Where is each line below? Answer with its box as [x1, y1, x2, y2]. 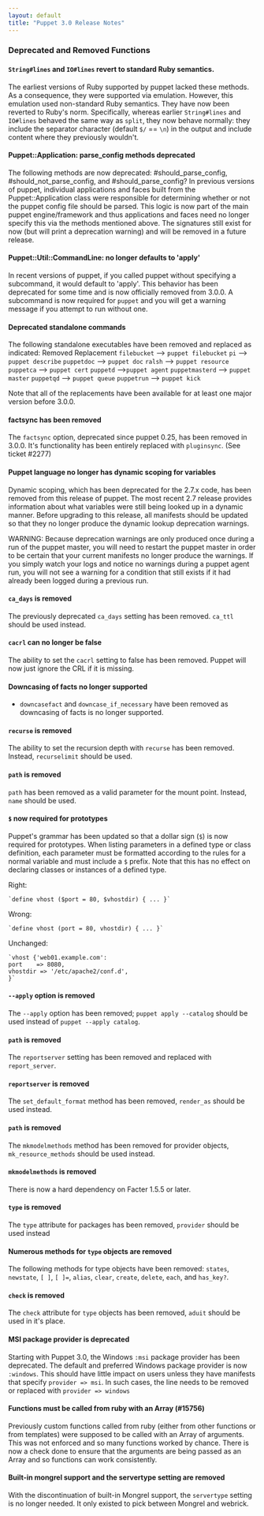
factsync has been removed [8, 415, 102, 425]
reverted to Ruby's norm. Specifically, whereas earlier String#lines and [8, 107, 241, 117]
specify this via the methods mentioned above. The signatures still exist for [8, 218, 252, 227]
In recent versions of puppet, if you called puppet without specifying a [8, 271, 236, 280]
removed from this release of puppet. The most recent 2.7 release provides [8, 493, 252, 503]
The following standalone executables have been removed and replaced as [8, 340, 252, 350]
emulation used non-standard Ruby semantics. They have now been [8, 99, 230, 108]
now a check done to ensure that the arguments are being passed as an [8, 1446, 242, 1456]
